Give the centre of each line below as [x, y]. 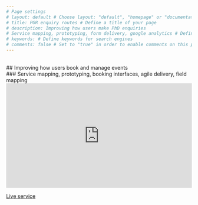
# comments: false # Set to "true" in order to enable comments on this [97, 45]
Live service [21, 196]
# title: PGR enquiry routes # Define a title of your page [82, 22]
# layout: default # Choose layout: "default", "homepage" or [84, 17]
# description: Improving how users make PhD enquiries [76, 28]
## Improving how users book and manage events [67, 67]
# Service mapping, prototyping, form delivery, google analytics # [92, 34]
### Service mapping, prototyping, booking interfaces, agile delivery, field [96, 74]
